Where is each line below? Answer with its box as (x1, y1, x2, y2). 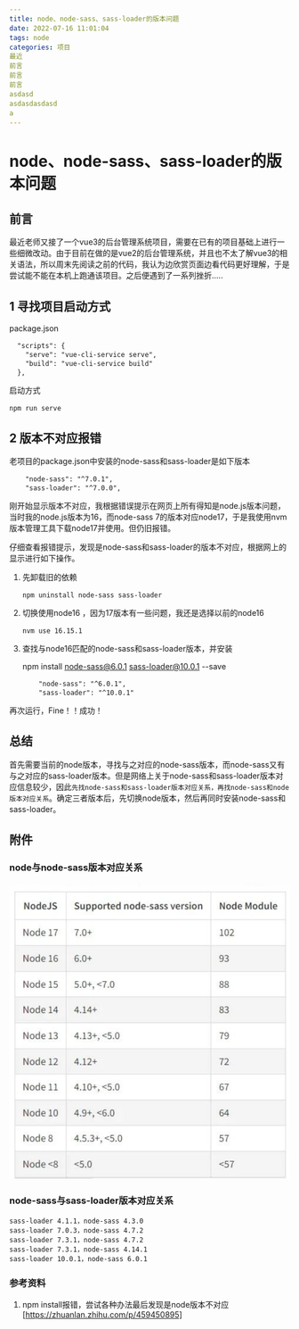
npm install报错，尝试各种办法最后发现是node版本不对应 (21, 1299, 230, 1309)
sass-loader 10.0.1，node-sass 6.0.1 (9, 1255, 149, 1264)
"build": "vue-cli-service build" (25, 360, 153, 369)
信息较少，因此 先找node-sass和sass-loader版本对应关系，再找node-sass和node (16, 781, 289, 792)
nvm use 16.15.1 (21, 627, 83, 635)
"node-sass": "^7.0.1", (25, 475, 114, 484)
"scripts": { (17, 342, 66, 351)
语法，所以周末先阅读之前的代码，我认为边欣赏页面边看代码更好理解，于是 (16, 259, 290, 270)
